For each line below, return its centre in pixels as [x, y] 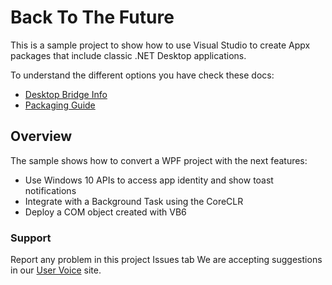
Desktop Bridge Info [66, 94]
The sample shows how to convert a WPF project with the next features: [159, 160]
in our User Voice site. [56, 270]
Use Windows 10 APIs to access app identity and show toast [149, 180]
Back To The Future [92, 17]
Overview [41, 136]
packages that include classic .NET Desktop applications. [128, 55]
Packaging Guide [60, 105]
